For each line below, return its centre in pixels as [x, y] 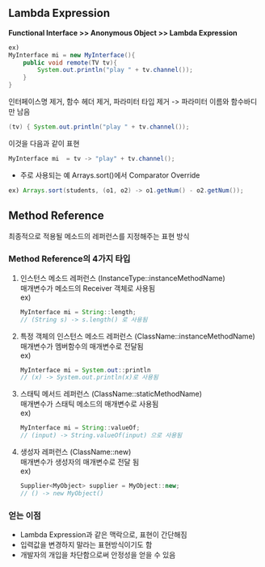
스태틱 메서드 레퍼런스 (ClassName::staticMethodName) [111, 394]
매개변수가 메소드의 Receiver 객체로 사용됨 [88, 288]
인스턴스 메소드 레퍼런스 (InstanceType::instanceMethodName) [123, 278]
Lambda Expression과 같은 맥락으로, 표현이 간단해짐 [103, 535]
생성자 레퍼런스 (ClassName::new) [76, 452]
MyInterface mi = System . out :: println [85, 370]
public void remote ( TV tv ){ [70, 63]
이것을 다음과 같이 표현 [44, 143]
